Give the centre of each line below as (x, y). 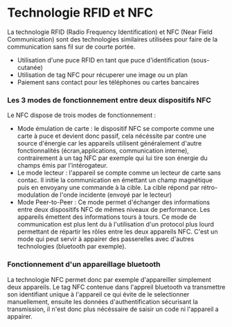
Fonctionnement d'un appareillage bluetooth (84, 265)
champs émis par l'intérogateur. (63, 166)
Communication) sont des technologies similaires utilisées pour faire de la (113, 39)
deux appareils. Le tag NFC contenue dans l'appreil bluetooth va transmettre (116, 287)
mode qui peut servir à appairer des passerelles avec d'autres (106, 239)
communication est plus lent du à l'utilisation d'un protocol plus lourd (116, 224)
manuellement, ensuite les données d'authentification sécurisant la (103, 301)
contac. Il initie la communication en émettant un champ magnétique (115, 180)
